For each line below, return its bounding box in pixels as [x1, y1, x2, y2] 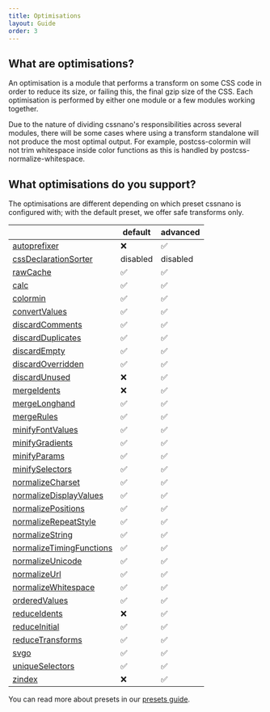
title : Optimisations [8, 11, 82, 20]
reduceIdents [12, 608, 63, 619]
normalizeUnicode [12, 555, 82, 567]
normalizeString [12, 529, 73, 540]
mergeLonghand [12, 398, 75, 409]
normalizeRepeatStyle [12, 516, 96, 527]
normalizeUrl [12, 569, 62, 579]
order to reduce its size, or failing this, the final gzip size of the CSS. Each [8, 86, 253, 97]
